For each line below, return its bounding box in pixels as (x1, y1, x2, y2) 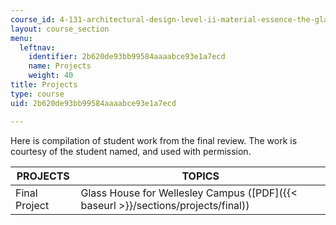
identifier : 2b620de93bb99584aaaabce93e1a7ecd (28, 52, 226, 62)
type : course (10, 89, 65, 99)
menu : (10, 33, 33, 43)
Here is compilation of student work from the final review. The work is (10, 134, 298, 146)
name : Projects (28, 61, 92, 71)
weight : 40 (28, 71, 74, 81)
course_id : (10, 14, 56, 25)
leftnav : (19, 42, 56, 53)
